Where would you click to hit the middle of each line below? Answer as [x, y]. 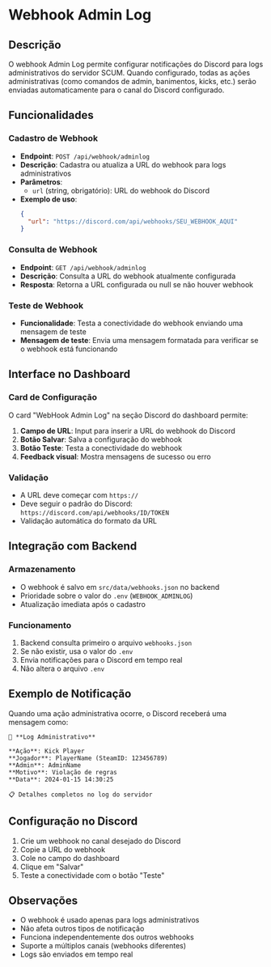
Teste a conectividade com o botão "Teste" [92, 875]
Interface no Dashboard [70, 374]
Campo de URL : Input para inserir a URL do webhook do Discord [128, 430]
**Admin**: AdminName [45, 765]
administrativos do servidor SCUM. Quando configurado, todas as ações [129, 73]
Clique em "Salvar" [52, 867]
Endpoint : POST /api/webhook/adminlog [85, 156]
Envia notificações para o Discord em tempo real [101, 660]
